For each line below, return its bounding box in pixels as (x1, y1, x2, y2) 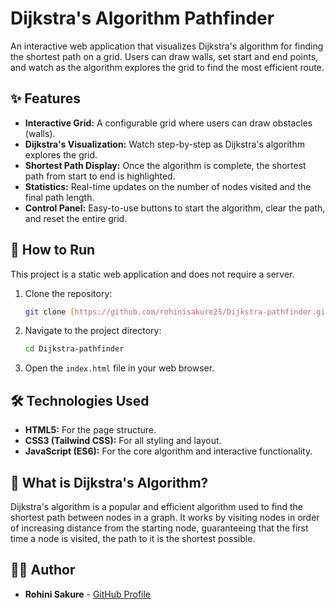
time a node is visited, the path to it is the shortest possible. (10, 532, 256, 544)
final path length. (24, 191, 95, 203)
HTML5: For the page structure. (24, 424, 157, 436)
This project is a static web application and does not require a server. (10, 268, 295, 280)
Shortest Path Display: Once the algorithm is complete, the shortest (24, 159, 307, 171)
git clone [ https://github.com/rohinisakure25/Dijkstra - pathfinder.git (24, 307, 330, 317)
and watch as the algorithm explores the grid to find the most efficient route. (10, 61, 325, 73)
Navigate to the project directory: (24, 325, 162, 337)
